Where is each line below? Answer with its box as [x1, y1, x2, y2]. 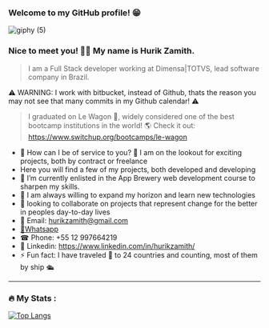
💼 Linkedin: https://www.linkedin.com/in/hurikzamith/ [19, 241, 195, 250]
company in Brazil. [27, 72, 90, 82]
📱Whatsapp [19, 224, 58, 234]
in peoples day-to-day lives [19, 207, 110, 217]
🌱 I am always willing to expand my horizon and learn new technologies [19, 190, 256, 199]
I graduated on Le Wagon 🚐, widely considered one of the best [27, 111, 235, 121]
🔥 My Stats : [8, 292, 57, 303]
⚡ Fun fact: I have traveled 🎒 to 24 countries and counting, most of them [19, 250, 258, 259]
